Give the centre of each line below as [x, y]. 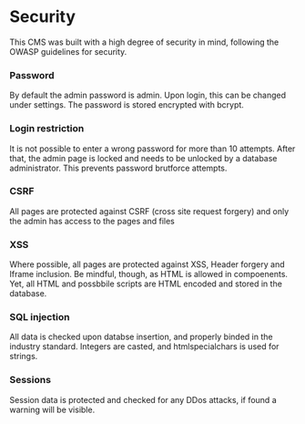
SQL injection [40, 317]
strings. [24, 357]
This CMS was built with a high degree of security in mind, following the [144, 42]
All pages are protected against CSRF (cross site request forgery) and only [149, 211]
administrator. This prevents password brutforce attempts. [118, 168]
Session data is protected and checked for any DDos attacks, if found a [143, 399]
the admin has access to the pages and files [92, 221]
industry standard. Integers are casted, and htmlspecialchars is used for [144, 346]
